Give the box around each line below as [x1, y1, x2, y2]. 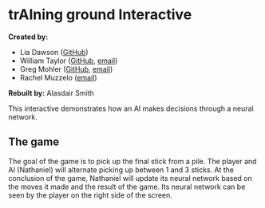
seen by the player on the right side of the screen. [8, 190, 173, 200]
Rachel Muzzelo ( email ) [19, 73, 97, 82]
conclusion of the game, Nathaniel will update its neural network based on [8, 173, 253, 182]
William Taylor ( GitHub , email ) [19, 56, 118, 65]
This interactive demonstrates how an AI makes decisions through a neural [8, 104, 254, 113]
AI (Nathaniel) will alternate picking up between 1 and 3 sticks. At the [8, 165, 234, 175]
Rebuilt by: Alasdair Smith [8, 88, 94, 97]
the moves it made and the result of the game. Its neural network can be [8, 182, 246, 191]
